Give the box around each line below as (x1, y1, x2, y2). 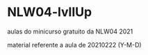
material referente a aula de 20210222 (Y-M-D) (7, 40, 142, 49)
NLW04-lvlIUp (7, 4, 92, 20)
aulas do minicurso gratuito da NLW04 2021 (7, 27, 133, 36)
